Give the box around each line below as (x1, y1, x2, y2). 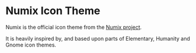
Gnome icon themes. (5, 41, 57, 48)
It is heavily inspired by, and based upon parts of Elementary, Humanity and (5, 35, 190, 42)
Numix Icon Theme (5, 4, 101, 18)
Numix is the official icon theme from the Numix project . (5, 24, 142, 31)
